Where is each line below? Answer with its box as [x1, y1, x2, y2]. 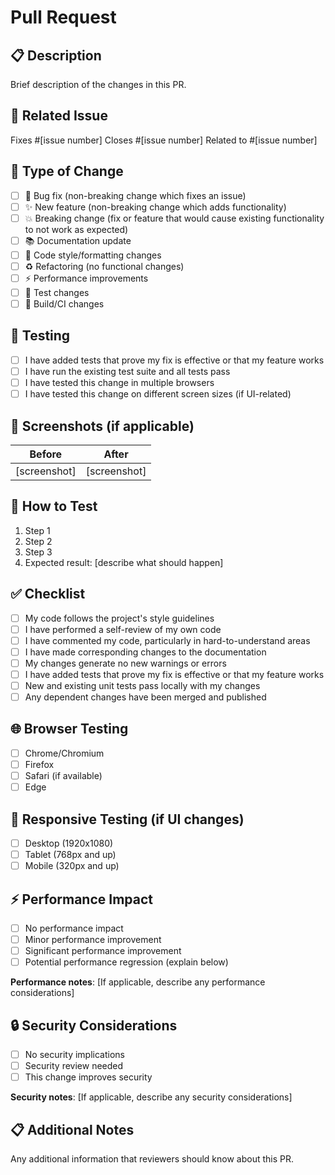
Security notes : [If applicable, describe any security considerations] [10, 1091, 293, 1103]
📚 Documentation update [24, 234, 132, 246]
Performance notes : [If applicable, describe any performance [10, 976, 266, 988]
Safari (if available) [24, 770, 103, 781]
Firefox [24, 758, 55, 770]
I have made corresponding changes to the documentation [24, 646, 267, 658]
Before [29, 447, 63, 461]
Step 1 [24, 524, 51, 536]
